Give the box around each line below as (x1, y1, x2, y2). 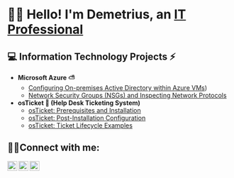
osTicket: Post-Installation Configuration (28, 113, 146, 122)
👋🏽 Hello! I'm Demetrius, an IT (7, 6, 186, 23)
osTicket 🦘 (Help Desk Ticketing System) (17, 99, 140, 107)
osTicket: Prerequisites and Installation (28, 106, 142, 114)
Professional (7, 21, 84, 38)
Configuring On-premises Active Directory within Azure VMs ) (28, 84, 208, 91)
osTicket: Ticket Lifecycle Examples (28, 121, 133, 130)
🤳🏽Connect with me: (7, 142, 100, 154)
